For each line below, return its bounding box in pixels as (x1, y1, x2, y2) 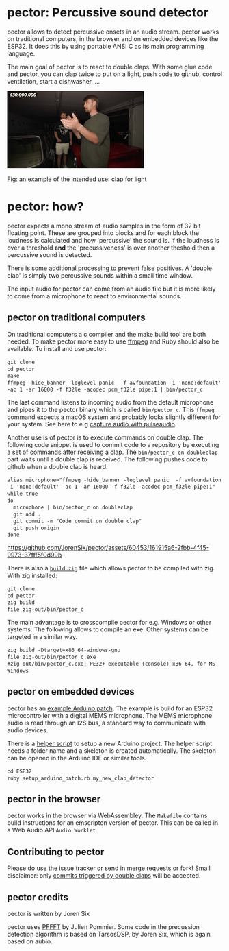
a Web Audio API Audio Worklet (7, 826, 96, 834)
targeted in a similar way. (7, 632, 78, 640)
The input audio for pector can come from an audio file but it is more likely (7, 285, 216, 293)
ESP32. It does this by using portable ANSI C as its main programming (7, 42, 204, 50)
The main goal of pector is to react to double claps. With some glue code (7, 62, 213, 71)
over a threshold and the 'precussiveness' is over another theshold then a (7, 243, 215, 252)
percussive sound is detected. (7, 250, 92, 258)
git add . (13, 511, 41, 518)
